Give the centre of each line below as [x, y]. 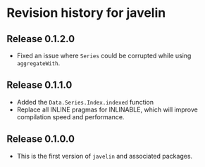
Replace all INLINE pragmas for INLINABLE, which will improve [107, 109]
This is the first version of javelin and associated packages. [105, 156]
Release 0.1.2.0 [41, 39]
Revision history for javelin [86, 13]
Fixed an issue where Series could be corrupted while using [104, 55]
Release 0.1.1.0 [39, 85]
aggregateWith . [38, 63]
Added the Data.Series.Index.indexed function [85, 102]
